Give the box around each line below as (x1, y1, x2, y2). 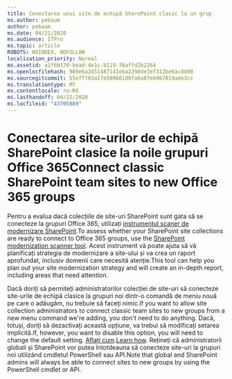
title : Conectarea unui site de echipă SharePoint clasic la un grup (7, 10, 213, 17)
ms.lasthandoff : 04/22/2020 (7, 94, 89, 101)
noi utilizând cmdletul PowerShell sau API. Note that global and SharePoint (7, 351, 218, 359)
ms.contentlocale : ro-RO (7, 87, 79, 94)
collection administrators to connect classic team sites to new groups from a (7, 306, 225, 315)
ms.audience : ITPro (7, 36, 64, 43)
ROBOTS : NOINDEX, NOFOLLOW (7, 49, 85, 56)
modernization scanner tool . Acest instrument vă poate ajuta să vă (7, 241, 197, 249)
